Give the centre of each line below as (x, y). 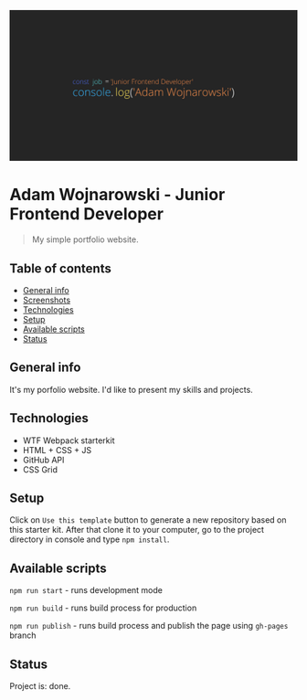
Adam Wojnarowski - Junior (117, 195)
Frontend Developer (87, 214)
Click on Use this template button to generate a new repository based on (148, 520)
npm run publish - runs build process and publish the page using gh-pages (149, 626)
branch (23, 635)
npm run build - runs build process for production (103, 608)
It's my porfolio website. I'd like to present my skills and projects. (131, 389)
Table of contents (60, 268)
